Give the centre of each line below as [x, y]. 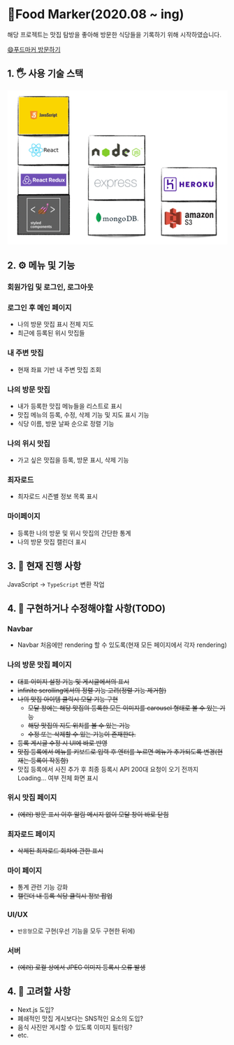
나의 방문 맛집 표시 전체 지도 [56, 325]
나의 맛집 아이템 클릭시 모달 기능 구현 [68, 699]
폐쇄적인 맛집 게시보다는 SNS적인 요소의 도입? [80, 1018]
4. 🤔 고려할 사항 [39, 991]
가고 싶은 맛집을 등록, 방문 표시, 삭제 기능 [73, 460]
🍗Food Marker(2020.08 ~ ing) [96, 14]
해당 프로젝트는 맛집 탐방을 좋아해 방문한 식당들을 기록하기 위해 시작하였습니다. [115, 34]
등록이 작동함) [49, 760]
